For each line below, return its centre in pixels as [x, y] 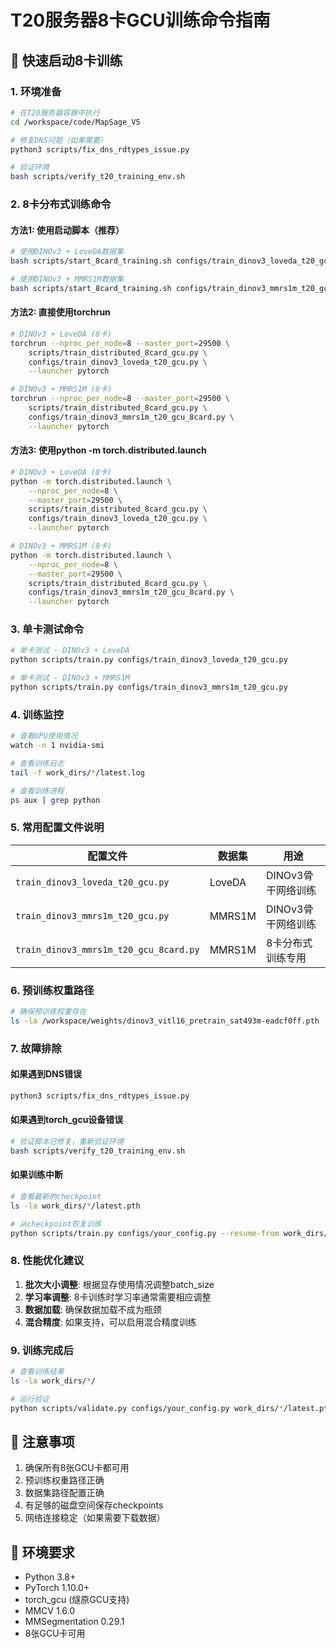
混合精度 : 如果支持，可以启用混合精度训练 [110, 1322]
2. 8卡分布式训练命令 [61, 204]
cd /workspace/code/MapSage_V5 [75, 122]
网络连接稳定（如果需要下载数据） [95, 1518]
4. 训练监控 [37, 714]
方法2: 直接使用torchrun [60, 312]
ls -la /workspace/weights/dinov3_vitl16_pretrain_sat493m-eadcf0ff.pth [165, 1021]
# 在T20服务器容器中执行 [55, 112]
